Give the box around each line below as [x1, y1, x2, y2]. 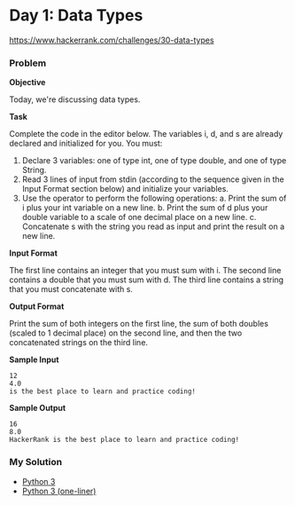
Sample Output [9, 403, 66, 414]
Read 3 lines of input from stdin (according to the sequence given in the [21, 174, 285, 185]
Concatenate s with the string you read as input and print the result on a [21, 221, 285, 232]
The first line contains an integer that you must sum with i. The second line [9, 265, 282, 276]
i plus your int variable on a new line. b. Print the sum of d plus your [21, 202, 268, 213]
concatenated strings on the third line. [9, 337, 149, 348]
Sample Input [9, 354, 59, 365]
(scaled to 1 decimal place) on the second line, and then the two [9, 327, 243, 338]
